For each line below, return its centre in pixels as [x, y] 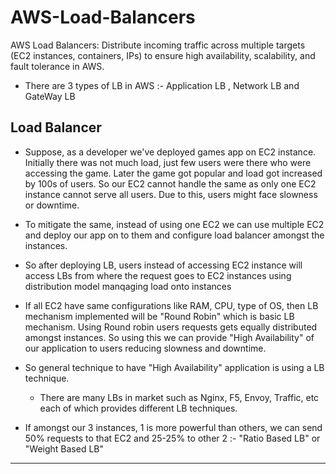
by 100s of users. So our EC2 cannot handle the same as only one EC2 [170, 183]
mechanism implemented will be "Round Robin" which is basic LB [159, 316]
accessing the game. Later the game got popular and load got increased [173, 173]
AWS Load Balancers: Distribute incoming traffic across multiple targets [158, 45]
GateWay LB [50, 96]
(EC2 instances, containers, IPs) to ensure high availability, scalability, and [163, 55]
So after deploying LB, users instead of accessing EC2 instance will [163, 265]
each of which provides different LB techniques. [138, 408]
